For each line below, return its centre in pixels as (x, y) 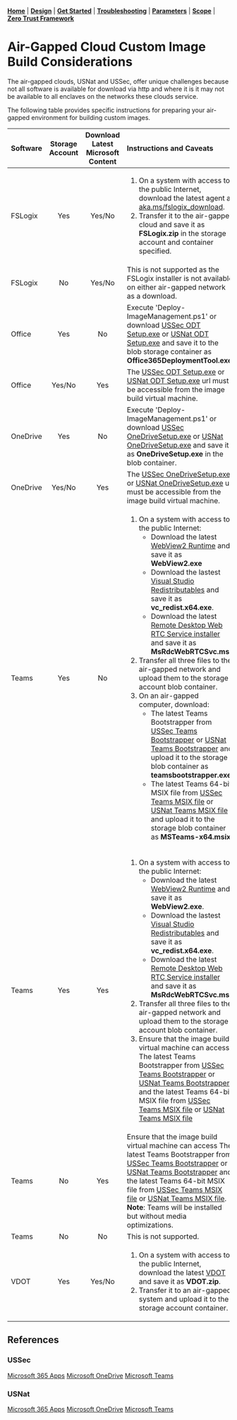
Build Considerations (70, 62)
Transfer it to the (166, 215)
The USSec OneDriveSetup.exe (178, 474)
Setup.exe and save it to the (172, 342)
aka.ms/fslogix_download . (182, 207)
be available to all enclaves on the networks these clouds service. (103, 96)
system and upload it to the (184, 1299)
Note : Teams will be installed (174, 1207)
